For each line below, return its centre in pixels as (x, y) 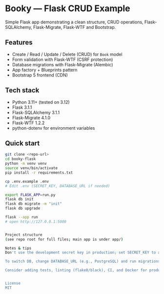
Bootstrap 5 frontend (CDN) (40, 75)
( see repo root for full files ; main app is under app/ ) (64, 239)
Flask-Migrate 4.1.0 (31, 118)
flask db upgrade (23, 208)
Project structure (24, 235)
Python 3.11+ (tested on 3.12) (41, 102)
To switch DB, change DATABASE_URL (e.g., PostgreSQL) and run (71, 261)
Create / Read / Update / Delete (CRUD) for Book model (67, 54)
